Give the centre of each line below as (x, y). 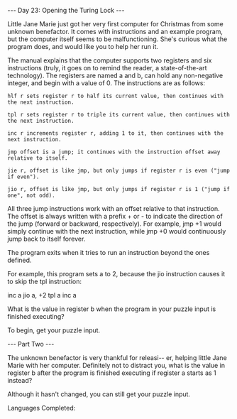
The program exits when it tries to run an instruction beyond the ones (109, 252)
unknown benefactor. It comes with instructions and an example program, (115, 32)
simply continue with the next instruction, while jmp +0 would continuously (117, 231)
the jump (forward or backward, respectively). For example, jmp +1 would (115, 224)
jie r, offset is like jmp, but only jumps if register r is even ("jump (119, 170)
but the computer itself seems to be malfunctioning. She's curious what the (117, 39)
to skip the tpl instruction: (45, 281)
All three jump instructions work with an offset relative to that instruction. (114, 208)
